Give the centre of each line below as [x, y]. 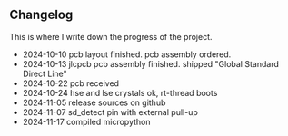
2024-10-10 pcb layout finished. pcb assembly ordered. [127, 54]
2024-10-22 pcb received [71, 83]
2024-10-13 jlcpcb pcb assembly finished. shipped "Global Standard [150, 63]
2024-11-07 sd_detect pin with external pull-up [110, 112]
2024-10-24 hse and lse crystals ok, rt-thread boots [120, 92]
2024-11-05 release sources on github [94, 102]
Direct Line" [45, 73]
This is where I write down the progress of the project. [111, 36]
